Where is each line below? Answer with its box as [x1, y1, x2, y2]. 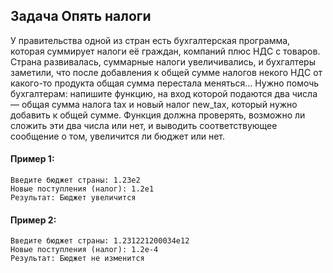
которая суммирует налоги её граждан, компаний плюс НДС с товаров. [10, 45, 321, 57]
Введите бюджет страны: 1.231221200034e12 [10, 236, 190, 246]
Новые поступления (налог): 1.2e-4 [10, 245, 159, 255]
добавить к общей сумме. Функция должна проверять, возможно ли [10, 109, 306, 121]
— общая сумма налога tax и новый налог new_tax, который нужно [10, 98, 298, 110]
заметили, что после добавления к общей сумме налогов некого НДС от [10, 66, 323, 78]
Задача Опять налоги [10, 8, 152, 25]
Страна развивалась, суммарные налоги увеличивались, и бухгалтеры [10, 55, 316, 68]
